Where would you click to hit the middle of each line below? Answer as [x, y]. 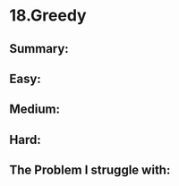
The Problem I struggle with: [90, 170]
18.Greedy [48, 16]
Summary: [39, 49]
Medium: [35, 110]
